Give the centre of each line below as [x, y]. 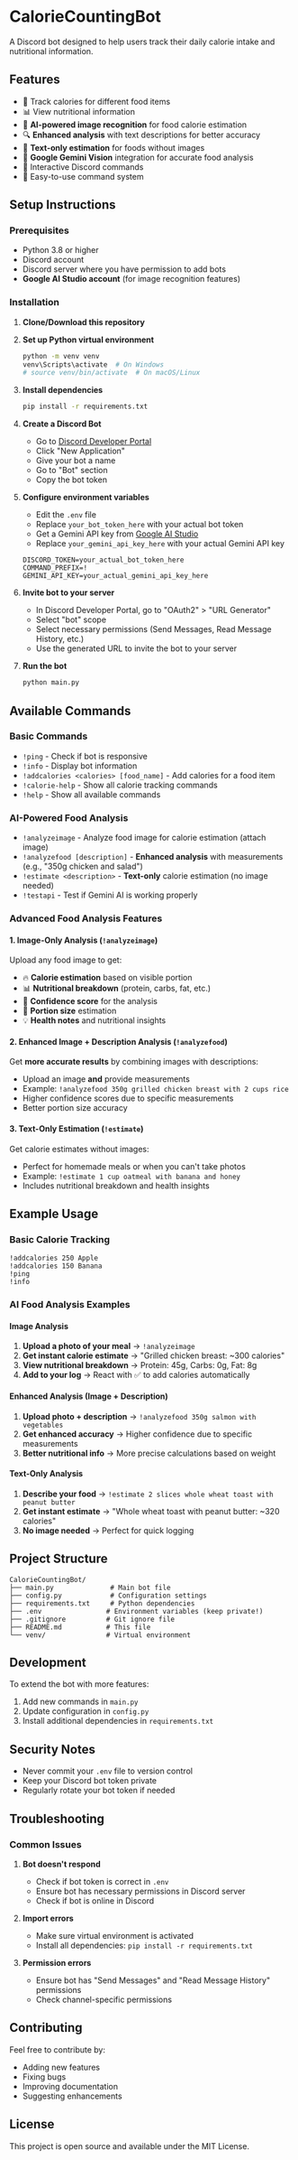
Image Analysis [39, 1326]
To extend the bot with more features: [79, 1684]
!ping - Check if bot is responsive [85, 756]
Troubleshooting [57, 1818]
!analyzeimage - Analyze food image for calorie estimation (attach [144, 838]
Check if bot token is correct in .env [102, 1881]
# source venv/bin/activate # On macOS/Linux [111, 373]
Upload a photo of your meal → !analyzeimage [108, 1346]
